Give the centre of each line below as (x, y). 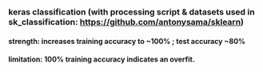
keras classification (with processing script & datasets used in (131, 12)
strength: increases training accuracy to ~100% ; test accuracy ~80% (127, 41)
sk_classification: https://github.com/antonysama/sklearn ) (126, 22)
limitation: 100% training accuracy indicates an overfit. (102, 59)
